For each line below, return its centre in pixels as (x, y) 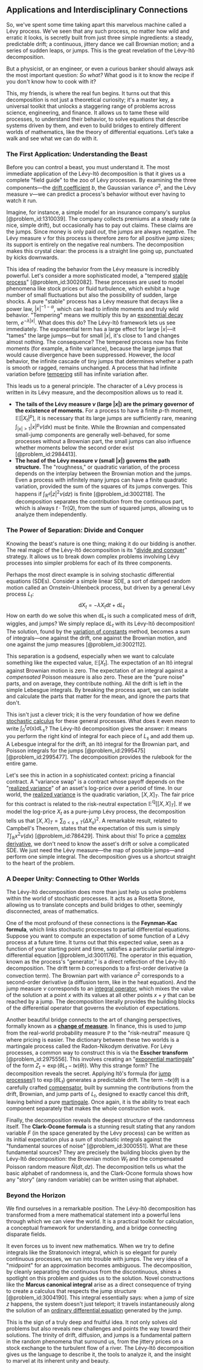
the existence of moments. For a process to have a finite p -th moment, (104, 411)
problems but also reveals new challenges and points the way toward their (99, 1329)
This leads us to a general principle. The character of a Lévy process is (95, 386)
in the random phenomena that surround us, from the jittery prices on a (95, 1341)
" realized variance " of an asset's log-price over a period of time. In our (94, 788)
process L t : (20, 595)
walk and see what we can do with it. (52, 138)
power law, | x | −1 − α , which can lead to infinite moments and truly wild (93, 308)
